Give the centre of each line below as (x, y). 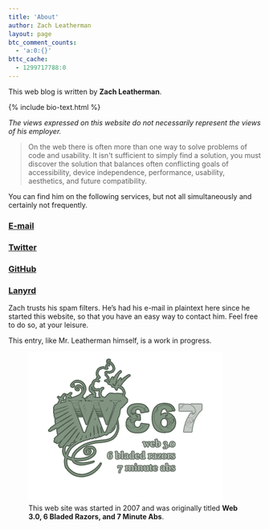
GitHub (22, 269)
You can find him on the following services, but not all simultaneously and (130, 196)
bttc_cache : (28, 59)
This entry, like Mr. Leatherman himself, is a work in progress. (110, 340)
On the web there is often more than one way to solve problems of (137, 146)
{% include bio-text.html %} (55, 107)
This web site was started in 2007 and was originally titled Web (133, 508)
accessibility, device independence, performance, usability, (126, 172)
